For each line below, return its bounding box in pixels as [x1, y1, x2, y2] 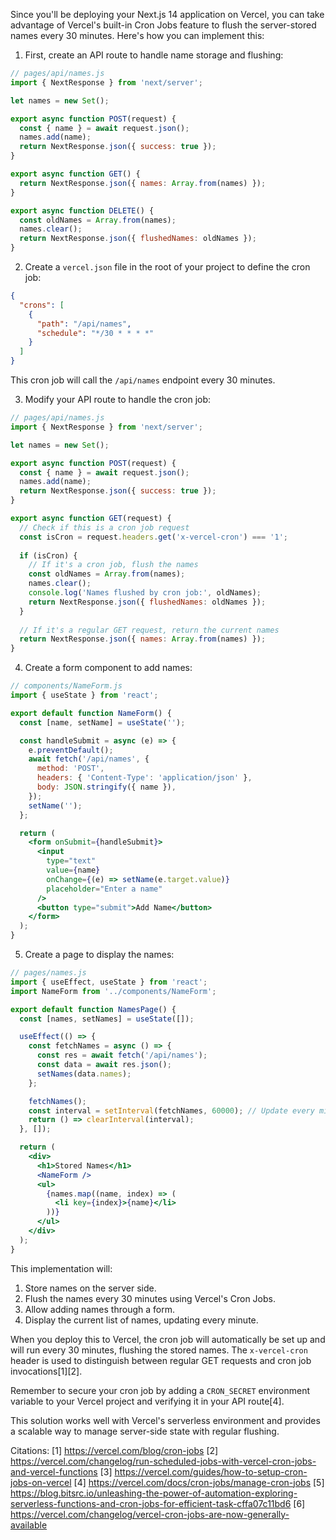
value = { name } [46, 865, 101, 875]
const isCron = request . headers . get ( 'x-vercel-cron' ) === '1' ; [19, 532, 289, 542]
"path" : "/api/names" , [36, 319, 132, 329]
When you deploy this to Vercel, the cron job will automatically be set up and [10, 1333, 326, 1345]
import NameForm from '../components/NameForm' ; [10, 986, 217, 996]
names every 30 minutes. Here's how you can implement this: [10, 30, 265, 41]
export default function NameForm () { [10, 708, 172, 718]
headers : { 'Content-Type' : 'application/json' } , [36, 773, 253, 783]
